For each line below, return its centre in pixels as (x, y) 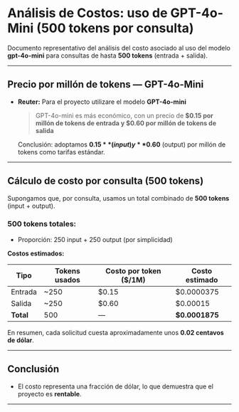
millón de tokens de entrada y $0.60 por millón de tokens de (126, 123)
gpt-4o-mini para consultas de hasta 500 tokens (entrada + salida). (108, 56)
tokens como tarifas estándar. (61, 152)
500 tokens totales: (42, 224)
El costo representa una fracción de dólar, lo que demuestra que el (115, 386)
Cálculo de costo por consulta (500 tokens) (106, 181)
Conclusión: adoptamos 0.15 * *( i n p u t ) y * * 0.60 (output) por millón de (122, 144)
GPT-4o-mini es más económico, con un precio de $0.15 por (124, 115)
